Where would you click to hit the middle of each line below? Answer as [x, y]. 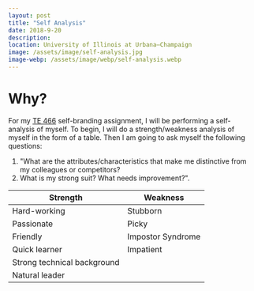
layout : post [30, 15]
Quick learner [37, 249]
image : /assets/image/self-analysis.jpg [76, 52]
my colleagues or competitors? [70, 169]
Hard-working [39, 210]
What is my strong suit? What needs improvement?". [105, 178]
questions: [25, 145]
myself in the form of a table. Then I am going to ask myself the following [127, 137]
